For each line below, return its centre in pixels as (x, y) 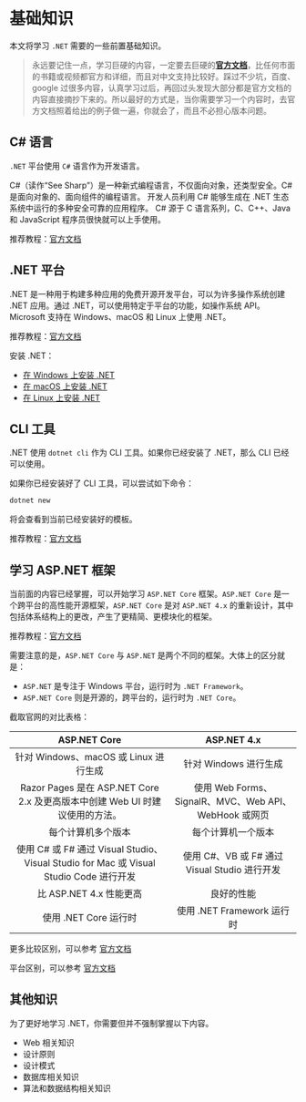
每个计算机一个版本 (233, 832)
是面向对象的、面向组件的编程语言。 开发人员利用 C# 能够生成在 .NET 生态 (149, 196)
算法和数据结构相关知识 (66, 1088)
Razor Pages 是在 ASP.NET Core (90, 788)
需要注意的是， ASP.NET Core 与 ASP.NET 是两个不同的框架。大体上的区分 (143, 655)
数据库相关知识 (51, 1076)
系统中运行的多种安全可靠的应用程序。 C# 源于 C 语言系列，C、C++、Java (150, 208)
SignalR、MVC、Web (220, 801)
